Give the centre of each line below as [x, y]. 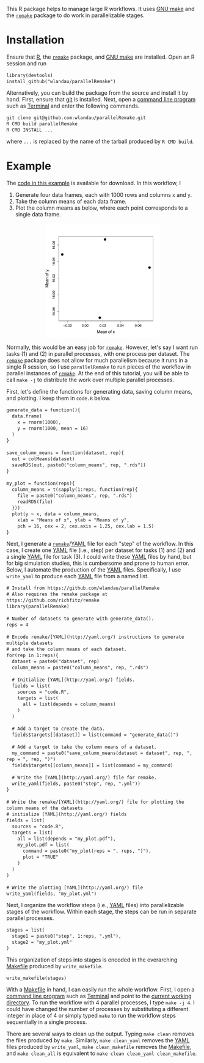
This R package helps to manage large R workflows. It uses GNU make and [100, 9]
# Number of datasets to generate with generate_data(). [80, 619]
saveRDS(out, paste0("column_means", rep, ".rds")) [79, 465]
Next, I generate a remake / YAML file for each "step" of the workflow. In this [100, 543]
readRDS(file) [35, 502]
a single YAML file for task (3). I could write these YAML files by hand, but [99, 556]
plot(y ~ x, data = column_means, [56, 514]
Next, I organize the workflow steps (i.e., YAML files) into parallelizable [95, 905]
